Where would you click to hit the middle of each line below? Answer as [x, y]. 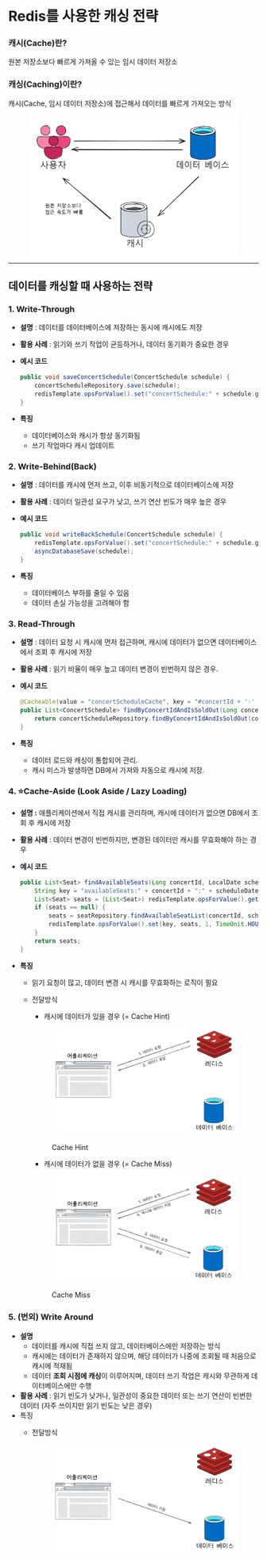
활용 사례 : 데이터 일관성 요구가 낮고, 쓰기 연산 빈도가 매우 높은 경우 [123, 502]
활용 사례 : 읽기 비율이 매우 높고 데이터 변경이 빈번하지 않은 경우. [119, 669]
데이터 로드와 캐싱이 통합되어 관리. [85, 760]
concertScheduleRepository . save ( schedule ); [107, 386]
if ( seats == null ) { [70, 907]
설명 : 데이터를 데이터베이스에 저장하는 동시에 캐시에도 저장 [111, 327]
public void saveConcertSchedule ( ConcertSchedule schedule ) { [125, 377]
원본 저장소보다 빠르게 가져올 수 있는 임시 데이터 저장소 [93, 62]
